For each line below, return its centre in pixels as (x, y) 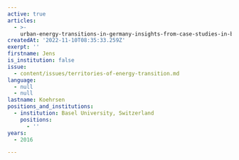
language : (22, 80)
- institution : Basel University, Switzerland (84, 113)
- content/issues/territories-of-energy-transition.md (97, 73)
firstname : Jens (31, 54)
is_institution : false (41, 60)
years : (17, 133)
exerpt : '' (23, 47)
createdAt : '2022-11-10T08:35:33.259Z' (67, 41)
